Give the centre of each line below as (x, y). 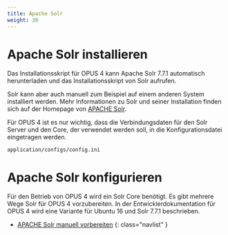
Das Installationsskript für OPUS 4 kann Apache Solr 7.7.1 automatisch (106, 73)
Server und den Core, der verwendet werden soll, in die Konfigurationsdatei (115, 130)
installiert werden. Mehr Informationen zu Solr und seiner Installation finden (114, 102)
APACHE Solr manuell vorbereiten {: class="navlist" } (92, 225)
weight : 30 (23, 20)
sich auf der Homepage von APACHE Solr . (67, 109)
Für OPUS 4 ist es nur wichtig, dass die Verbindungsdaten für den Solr (107, 123)
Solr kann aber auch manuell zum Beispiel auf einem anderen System (106, 94)
